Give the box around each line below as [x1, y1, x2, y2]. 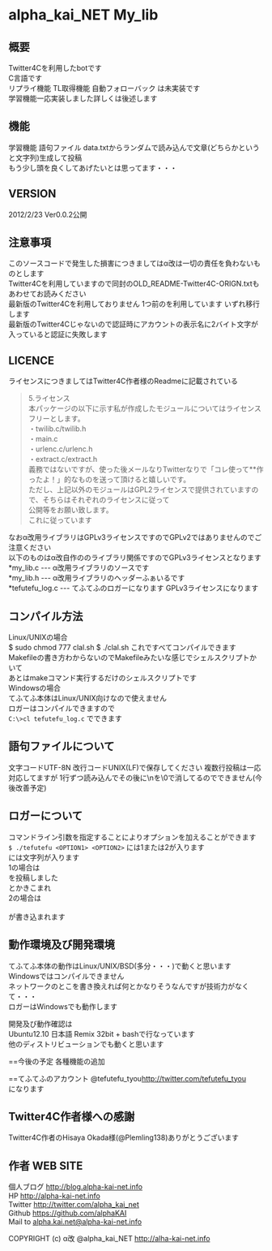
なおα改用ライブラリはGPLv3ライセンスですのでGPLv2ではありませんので [8, 533, 255, 542]
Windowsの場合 [8, 684, 62, 693]
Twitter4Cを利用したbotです [8, 63, 103, 72]
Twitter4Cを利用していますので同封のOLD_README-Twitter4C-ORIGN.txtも [8, 278, 260, 289]
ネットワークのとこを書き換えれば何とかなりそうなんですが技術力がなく [8, 981, 249, 991]
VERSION [8, 187, 57, 201]
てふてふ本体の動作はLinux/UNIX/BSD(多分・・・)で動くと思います [8, 960, 232, 971]
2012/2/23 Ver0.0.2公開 [8, 209, 87, 219]
